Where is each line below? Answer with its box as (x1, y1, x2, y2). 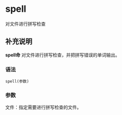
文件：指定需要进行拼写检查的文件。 (5, 104, 82, 110)
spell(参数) (5, 79, 29, 84)
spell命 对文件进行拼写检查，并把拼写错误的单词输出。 (5, 52, 120, 58)
